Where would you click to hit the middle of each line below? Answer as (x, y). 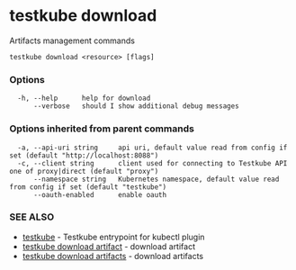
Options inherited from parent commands (102, 129)
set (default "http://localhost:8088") (84, 155)
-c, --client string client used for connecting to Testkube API (152, 163)
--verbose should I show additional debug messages (136, 106)
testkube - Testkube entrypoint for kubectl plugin (113, 237)
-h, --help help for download (84, 99)
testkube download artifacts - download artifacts (113, 256)
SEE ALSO (32, 217)
